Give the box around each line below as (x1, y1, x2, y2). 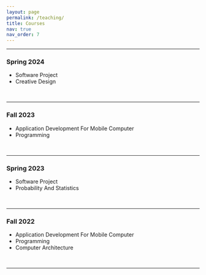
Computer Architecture (15, 244, 74, 251)
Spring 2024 (6, 57, 45, 66)
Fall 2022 (6, 217, 35, 226)
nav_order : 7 (6, 32, 40, 38)
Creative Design (15, 78, 56, 86)
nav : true (6, 26, 32, 32)
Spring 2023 (6, 164, 45, 172)
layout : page (6, 9, 40, 15)
